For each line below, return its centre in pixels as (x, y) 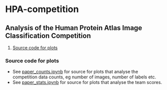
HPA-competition (42, 9)
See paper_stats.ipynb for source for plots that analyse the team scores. (87, 82)
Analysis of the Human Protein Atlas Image (74, 28)
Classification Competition (48, 35)
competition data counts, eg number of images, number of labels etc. (84, 77)
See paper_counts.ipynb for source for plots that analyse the (75, 72)
